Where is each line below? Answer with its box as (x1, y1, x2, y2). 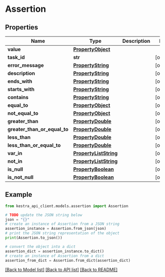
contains (7, 94, 28, 100)
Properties (5, 23, 38, 31)
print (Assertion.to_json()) (5, 235, 63, 241)
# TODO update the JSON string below (5, 213, 82, 217)
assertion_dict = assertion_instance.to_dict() (5, 248, 105, 254)
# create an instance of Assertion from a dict (5, 253, 105, 258)
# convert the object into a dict (5, 244, 76, 249)
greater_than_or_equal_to (7, 126, 69, 132)
